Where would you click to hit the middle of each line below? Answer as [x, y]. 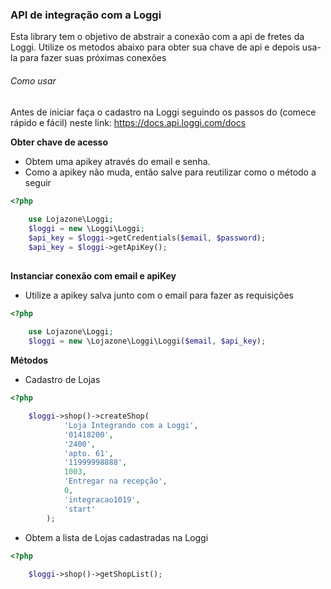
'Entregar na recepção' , [115, 481]
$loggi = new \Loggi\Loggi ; [86, 229]
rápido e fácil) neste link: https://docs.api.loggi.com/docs [128, 122]
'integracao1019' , [102, 499]
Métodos [29, 360]
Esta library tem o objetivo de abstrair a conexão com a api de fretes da [157, 37]
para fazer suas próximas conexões [93, 58]
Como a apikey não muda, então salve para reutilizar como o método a [170, 172]
